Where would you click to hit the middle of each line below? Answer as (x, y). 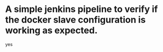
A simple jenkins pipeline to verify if (81, 9)
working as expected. (52, 30)
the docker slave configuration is (75, 20)
